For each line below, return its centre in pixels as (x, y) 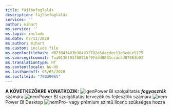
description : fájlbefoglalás (36, 15)
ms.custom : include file (32, 48)
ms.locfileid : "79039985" (33, 77)
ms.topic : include (25, 34)
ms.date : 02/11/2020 (27, 39)
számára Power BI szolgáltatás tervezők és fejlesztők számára (78, 96)
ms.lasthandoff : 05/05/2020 (35, 72)
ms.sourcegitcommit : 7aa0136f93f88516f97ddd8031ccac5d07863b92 (74, 58)
